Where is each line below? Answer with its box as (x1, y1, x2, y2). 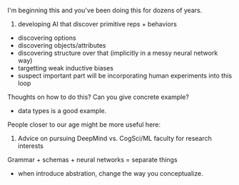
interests (17, 142, 44, 150)
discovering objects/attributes (17, 41, 106, 49)
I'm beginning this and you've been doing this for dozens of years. (7, 6, 203, 14)
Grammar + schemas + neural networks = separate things (7, 156, 178, 164)
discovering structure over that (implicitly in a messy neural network (17, 49, 218, 57)
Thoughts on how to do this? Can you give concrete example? (7, 92, 189, 101)
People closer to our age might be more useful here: (7, 120, 161, 129)
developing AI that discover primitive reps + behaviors (17, 20, 177, 28)
